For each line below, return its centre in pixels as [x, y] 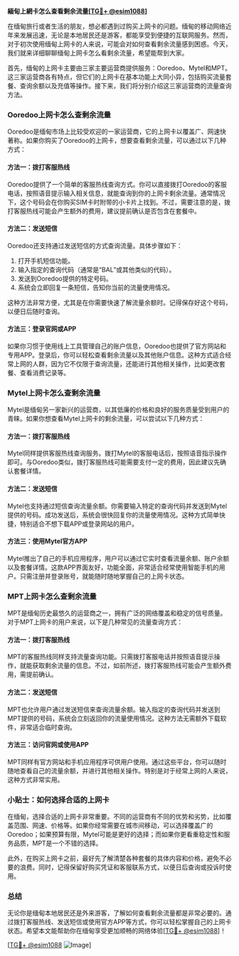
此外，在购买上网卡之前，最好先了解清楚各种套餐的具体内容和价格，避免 [113, 859]
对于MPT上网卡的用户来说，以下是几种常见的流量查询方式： [95, 622]
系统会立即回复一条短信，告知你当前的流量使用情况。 [96, 287]
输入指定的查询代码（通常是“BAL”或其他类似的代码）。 [96, 269]
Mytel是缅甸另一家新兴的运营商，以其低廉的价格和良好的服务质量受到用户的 [118, 410]
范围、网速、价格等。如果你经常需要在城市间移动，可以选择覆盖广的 [113, 826]
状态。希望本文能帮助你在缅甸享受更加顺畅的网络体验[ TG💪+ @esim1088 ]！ [117, 931]
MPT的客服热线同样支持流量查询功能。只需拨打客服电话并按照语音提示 [111, 657]
